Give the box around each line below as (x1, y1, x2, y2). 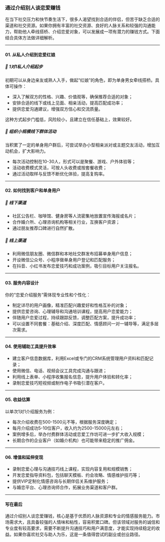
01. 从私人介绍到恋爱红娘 (5, 52, 55, 57)
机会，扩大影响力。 (9, 148, 48, 154)
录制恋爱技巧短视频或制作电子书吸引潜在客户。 (12, 380, 107, 386)
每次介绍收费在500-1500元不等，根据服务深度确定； (12, 419, 118, 425)
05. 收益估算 (5, 397, 30, 402)
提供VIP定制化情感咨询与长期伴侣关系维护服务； (12, 478, 110, 485)
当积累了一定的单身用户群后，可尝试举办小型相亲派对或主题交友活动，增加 (5, 142, 156, 148)
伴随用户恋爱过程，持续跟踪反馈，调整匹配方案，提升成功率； (12, 314, 137, 320)
